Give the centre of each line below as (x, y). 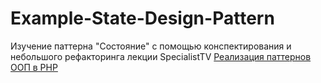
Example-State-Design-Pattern (142, 18)
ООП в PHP (34, 67)
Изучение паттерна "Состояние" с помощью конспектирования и (151, 46)
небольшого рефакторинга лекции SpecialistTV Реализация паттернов (161, 56)
